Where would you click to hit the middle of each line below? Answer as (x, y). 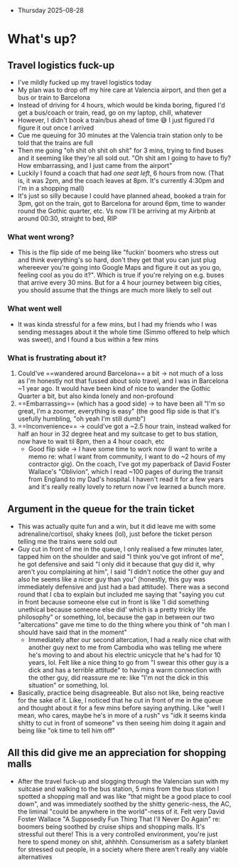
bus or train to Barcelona (54, 98)
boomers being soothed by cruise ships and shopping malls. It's (111, 826)
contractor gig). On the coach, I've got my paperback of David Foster (129, 464)
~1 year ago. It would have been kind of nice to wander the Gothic (114, 388)
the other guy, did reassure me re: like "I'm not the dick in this (118, 677)
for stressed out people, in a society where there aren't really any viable (123, 849)
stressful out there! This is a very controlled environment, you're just (118, 834)
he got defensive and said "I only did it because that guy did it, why (116, 564)
